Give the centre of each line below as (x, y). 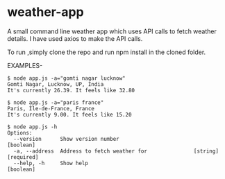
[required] (23, 157)
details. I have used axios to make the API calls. (75, 38)
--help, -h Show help (51, 163)
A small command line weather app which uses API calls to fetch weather (112, 31)
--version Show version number (66, 139)
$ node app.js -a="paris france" (56, 102)
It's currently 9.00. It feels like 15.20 (69, 114)
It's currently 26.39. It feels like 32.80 (71, 90)
